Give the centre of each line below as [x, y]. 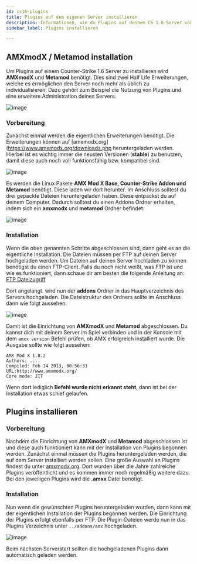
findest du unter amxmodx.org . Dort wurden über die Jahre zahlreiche [91, 466]
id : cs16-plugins [27, 11]
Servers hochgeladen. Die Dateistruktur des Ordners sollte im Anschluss [94, 297]
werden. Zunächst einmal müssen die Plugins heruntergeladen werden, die [96, 454]
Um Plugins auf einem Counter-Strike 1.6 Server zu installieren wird [87, 71]
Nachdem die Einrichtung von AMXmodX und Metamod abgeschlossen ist [97, 442]
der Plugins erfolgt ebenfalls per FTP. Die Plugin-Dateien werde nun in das [96, 519]
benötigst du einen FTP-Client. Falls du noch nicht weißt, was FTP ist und [95, 267]
